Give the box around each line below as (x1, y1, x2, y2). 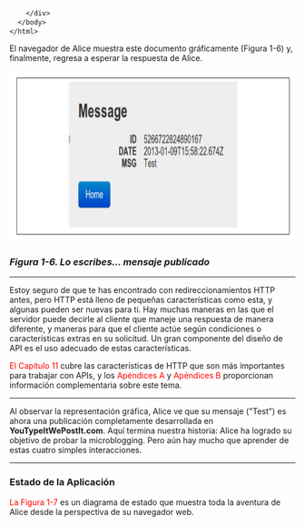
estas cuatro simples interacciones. (9, 445, 143, 456)
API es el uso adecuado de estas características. (9, 343, 192, 354)
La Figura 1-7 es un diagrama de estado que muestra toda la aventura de (9, 496, 281, 508)
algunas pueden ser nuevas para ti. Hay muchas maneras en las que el (9, 304, 274, 315)
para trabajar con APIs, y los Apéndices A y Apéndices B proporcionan (9, 370, 274, 381)
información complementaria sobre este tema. (9, 379, 182, 390)
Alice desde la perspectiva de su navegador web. (9, 506, 194, 517)
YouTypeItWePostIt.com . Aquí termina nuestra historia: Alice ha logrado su (9, 425, 292, 436)
